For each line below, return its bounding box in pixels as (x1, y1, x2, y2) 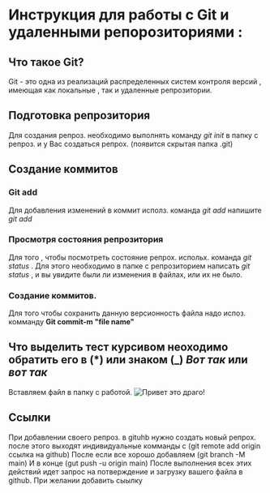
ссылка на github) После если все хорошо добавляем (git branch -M (8, 449, 246, 459)
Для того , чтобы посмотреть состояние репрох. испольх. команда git (8, 252, 252, 262)
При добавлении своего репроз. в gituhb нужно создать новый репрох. (8, 432, 257, 442)
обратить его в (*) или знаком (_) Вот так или (8, 353, 249, 367)
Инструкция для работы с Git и (8, 6, 229, 24)
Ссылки (8, 411, 51, 425)
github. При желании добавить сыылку (8, 475, 144, 485)
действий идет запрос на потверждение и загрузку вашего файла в (8, 466, 243, 476)
